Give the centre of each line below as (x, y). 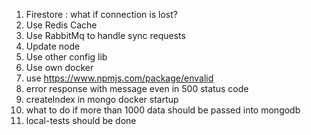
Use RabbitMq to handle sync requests (105, 35)
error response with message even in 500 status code (137, 88)
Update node (53, 46)
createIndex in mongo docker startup (102, 99)
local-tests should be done (81, 120)
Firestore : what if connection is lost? (101, 14)
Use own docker (59, 67)
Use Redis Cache (61, 25)
